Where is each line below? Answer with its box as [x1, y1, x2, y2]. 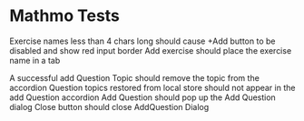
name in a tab [9, 55, 61, 66]
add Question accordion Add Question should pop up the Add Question [9, 92, 277, 103]
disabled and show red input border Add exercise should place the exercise [9, 45, 292, 55]
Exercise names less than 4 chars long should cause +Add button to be [9, 35, 276, 46]
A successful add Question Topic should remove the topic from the [9, 72, 260, 83]
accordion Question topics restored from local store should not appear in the [9, 82, 296, 93]
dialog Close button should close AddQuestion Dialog [9, 101, 210, 112]
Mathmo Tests [9, 5, 121, 26]
